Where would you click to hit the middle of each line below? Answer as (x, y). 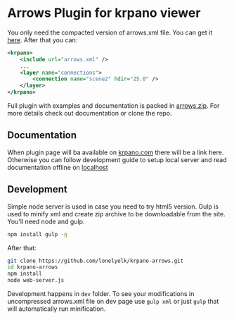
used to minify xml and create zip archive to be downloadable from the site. (117, 214)
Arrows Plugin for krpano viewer (104, 13)
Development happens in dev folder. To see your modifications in (101, 294)
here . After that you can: (43, 39)
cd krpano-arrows (33, 267)
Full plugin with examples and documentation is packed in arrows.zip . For (113, 106)
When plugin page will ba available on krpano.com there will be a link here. (116, 152)
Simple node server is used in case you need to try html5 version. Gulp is (113, 207)
